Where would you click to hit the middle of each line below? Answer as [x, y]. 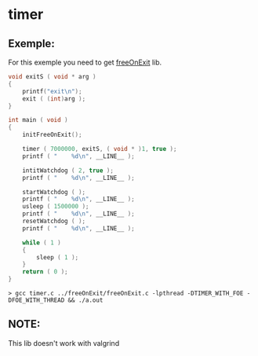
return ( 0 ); [45, 272]
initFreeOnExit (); [52, 135]
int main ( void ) [38, 120]
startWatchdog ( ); [54, 192]
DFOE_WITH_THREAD [36, 300]
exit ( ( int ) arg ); [54, 99]
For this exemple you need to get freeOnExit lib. [85, 62]
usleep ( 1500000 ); [56, 207]
